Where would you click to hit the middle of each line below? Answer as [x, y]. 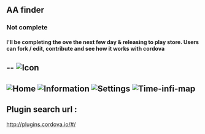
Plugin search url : [42, 110]
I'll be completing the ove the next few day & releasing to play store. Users [103, 42]
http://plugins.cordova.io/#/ [41, 124]
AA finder [25, 10]
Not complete [27, 28]
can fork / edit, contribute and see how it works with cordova [86, 48]
